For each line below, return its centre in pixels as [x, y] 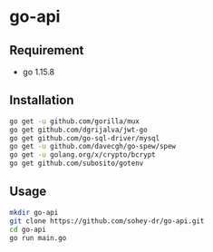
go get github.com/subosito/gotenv [77, 164]
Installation [42, 100]
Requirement [47, 50]
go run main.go [38, 237]
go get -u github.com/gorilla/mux [75, 121]
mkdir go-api [34, 212]
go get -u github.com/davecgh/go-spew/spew [93, 147]
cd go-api [28, 229]
